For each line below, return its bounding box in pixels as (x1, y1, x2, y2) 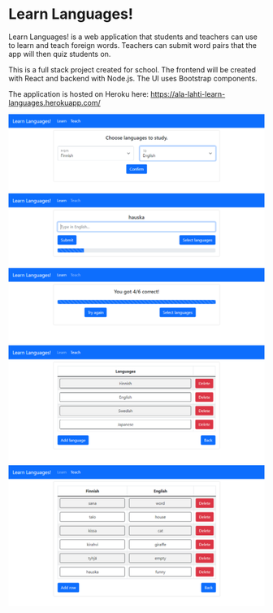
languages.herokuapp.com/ (8, 98, 101, 107)
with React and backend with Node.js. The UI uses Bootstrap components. (8, 73, 258, 83)
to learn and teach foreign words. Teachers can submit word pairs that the (8, 40, 258, 50)
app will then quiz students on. (8, 49, 111, 59)
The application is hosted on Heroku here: (8, 89, 149, 98)
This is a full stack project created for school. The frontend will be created (8, 64, 257, 74)
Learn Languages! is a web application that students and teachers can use (8, 32, 258, 41)
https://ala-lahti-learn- (149, 89, 226, 98)
